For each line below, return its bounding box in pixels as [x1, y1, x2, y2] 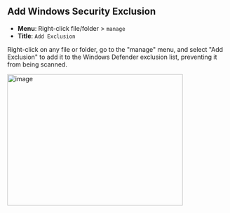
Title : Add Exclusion [17, 32, 76, 40]
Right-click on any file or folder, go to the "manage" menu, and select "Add [7, 45, 223, 53]
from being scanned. [7, 60, 68, 69]
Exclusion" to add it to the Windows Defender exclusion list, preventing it [7, 53, 217, 61]
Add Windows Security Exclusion [7, 6, 156, 18]
